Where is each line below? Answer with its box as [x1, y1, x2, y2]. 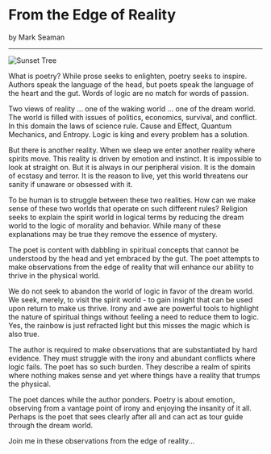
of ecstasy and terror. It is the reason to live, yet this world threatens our [8, 171, 248, 181]
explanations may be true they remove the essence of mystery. [8, 229, 218, 239]
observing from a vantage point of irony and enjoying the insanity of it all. [8, 403, 252, 413]
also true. [8, 329, 40, 339]
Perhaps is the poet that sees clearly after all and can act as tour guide [8, 411, 244, 421]
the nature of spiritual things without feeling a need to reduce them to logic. [8, 312, 260, 322]
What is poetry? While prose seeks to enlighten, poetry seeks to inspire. [8, 71, 248, 81]
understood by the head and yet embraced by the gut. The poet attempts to [8, 253, 260, 263]
